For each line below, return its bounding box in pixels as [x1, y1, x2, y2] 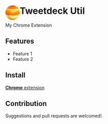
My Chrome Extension [5, 22, 52, 28]
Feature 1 [12, 50, 32, 56]
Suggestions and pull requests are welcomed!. [5, 113, 103, 119]
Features [5, 37, 34, 46]
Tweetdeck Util [19, 5, 85, 17]
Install [5, 71, 26, 79]
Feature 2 [12, 56, 33, 62]
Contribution [5, 99, 47, 108]
